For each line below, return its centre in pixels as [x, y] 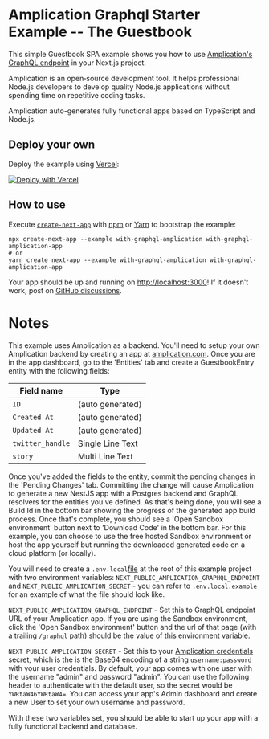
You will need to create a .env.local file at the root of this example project [130, 569]
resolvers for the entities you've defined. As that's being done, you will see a [135, 502]
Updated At [33, 430]
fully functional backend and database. [73, 726]
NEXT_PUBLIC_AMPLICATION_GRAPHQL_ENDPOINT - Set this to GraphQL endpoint [132, 610]
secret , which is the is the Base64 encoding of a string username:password [130, 659]
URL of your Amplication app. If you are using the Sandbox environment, [128, 618]
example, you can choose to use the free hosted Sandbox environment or [130, 536]
